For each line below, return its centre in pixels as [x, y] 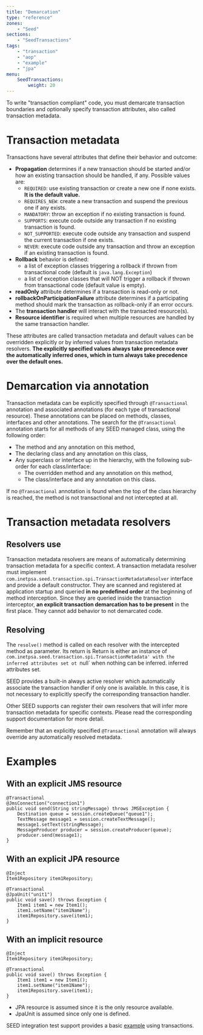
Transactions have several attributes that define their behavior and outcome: [102, 157]
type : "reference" [29, 18]
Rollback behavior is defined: [52, 259]
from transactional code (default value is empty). [85, 285]
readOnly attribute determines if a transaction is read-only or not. [97, 291]
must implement [26, 572]
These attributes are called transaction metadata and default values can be [100, 336]
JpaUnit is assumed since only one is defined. [72, 1014]
